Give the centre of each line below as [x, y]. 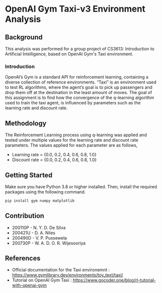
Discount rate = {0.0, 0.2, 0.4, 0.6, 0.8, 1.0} [54, 160]
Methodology [26, 123]
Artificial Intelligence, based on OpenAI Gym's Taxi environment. [69, 54]
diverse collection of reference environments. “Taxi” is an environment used [81, 82]
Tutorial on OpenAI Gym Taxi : [42, 280]
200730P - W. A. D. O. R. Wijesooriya [49, 243]
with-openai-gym [29, 285]
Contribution [25, 216]
